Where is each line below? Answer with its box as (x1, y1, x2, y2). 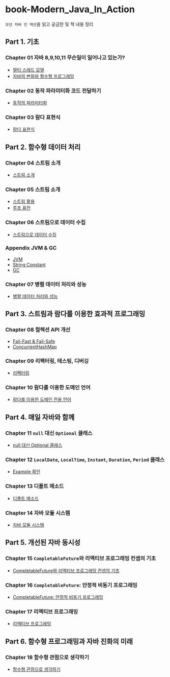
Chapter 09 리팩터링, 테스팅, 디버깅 (5, 357, 89, 364)
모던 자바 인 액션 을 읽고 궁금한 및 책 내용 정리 (5, 21, 94, 27)
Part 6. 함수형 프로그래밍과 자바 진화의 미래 (5, 637, 133, 646)
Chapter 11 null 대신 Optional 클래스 (5, 429, 93, 436)
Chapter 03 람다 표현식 (5, 113, 61, 121)
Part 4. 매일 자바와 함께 (5, 413, 75, 422)
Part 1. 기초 (5, 37, 40, 46)
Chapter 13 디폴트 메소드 (5, 483, 64, 490)
